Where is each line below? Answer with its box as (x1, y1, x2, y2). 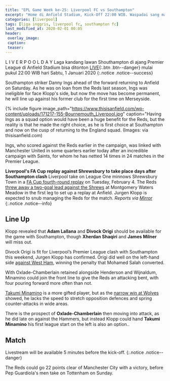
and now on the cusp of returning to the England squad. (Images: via (5, 127, 148, 133)
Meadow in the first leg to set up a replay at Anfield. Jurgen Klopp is (5, 189, 147, 195)
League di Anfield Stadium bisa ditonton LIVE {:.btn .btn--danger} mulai (5, 64, 153, 70)
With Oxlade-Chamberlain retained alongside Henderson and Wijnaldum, (5, 269, 157, 276)
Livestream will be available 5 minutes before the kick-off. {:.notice (5, 350, 144, 356)
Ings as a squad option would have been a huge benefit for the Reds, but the (5, 116, 165, 122)
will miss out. (5, 239, 33, 245)
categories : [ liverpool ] (5, 17, 58, 22)
